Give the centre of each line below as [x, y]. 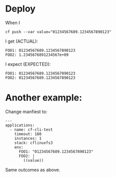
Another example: [44, 98]
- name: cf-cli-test [31, 129]
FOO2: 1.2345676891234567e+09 [37, 55]
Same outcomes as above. [33, 169]
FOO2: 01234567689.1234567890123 [40, 78]
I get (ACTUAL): [22, 41]
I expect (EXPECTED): [28, 64]
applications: [20, 125]
